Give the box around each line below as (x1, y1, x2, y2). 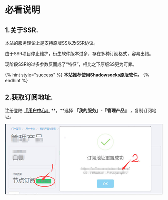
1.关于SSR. (5, 26, 39, 34)
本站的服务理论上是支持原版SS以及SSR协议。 (5, 40, 98, 46)
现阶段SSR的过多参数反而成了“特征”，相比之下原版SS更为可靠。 (5, 61, 137, 67)
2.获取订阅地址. (5, 93, 53, 102)
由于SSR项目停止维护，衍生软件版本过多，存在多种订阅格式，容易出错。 (5, 51, 154, 56)
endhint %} (5, 78, 28, 83)
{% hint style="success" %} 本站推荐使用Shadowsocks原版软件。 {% (5, 72, 150, 78)
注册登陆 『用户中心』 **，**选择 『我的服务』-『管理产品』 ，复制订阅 (5, 107, 152, 113)
